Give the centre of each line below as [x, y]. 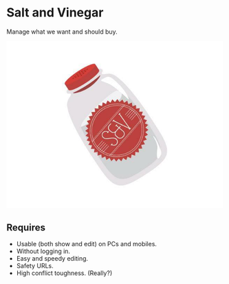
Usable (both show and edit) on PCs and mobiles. [87, 244]
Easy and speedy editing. [52, 259]
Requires [26, 227]
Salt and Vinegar [55, 13]
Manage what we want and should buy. [62, 32]
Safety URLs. [35, 266]
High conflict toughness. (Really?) [64, 273]
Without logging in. [43, 251]
